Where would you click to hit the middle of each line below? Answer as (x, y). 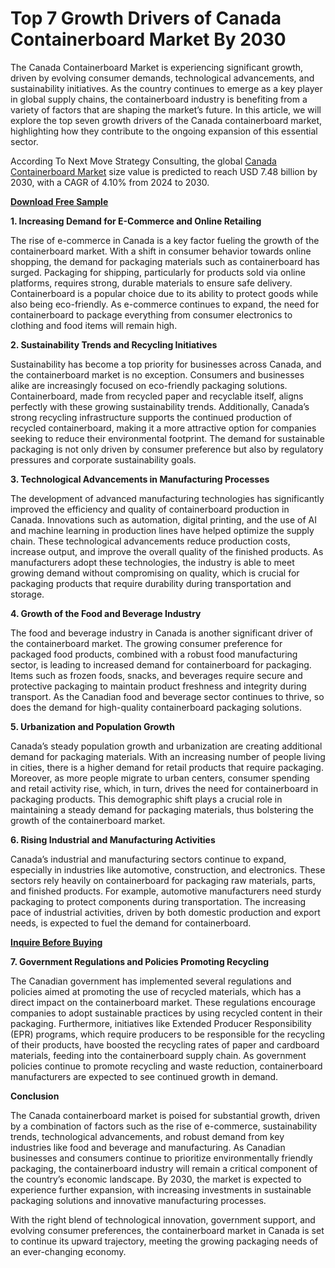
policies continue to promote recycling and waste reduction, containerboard (166, 1066)
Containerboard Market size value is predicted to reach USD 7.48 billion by (164, 171)
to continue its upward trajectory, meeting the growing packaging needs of (164, 1241)
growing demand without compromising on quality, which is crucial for (155, 573)
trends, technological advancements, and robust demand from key (147, 1136)
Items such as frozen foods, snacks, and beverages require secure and (156, 675)
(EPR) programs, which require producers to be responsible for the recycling (168, 1034)
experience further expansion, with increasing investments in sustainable (161, 1189)
